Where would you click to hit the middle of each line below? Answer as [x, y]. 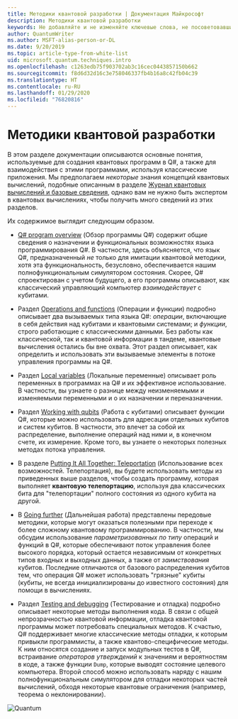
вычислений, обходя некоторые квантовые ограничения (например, [121, 686]
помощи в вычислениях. [55, 590]
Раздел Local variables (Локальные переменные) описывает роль [117, 375]
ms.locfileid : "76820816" [45, 100]
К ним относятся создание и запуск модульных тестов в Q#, [109, 649]
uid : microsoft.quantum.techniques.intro [69, 60]
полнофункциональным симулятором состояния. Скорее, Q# [110, 272]
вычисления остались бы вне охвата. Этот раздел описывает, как [117, 346]
